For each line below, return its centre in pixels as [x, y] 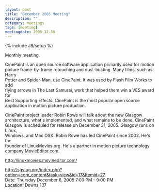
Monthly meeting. [23, 55]
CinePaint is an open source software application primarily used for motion [80, 64]
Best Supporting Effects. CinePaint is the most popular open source [72, 100]
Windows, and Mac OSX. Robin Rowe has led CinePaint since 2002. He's [78, 135]
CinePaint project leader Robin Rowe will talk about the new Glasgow [74, 115]
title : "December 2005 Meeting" [38, 14]
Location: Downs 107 [26, 185]
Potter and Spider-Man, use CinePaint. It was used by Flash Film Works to [79, 80]
